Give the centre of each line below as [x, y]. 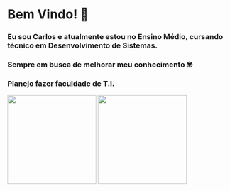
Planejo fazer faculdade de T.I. [61, 83]
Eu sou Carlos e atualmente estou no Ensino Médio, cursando [115, 37]
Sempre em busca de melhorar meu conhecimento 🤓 [100, 65]
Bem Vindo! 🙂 [48, 15]
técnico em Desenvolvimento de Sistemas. [83, 45]
